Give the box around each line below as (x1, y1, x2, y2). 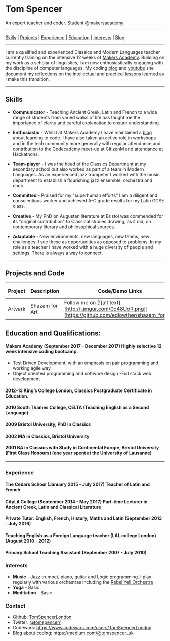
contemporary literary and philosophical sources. (12, 224, 115, 230)
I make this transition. (5, 76, 50, 82)
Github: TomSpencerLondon (12, 614, 72, 620)
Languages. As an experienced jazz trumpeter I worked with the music (12, 171, 160, 177)
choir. (12, 182, 25, 188)
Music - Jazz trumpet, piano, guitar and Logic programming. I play (12, 574, 152, 580)
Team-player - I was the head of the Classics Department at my (12, 161, 147, 167)
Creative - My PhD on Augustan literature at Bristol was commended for (12, 212, 163, 219)
